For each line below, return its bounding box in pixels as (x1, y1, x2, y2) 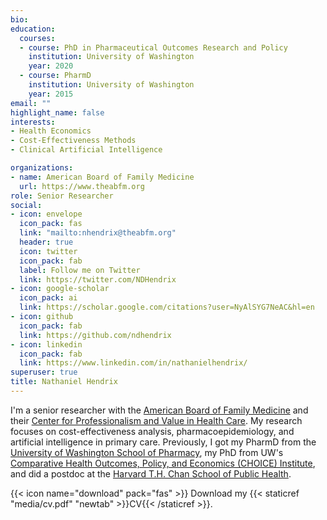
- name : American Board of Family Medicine (10, 172, 195, 182)
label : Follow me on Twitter (19, 265, 141, 275)
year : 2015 (28, 89, 74, 99)
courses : (19, 33, 56, 43)
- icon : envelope (10, 209, 83, 220)
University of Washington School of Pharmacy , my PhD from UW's (10, 446, 284, 458)
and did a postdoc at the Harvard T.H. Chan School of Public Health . (10, 467, 292, 480)
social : (10, 200, 43, 210)
